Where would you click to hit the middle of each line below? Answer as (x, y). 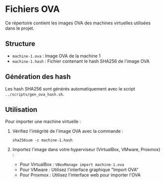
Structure (20, 44)
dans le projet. (20, 28)
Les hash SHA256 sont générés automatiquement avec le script (70, 89)
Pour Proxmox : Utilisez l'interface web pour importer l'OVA (80, 175)
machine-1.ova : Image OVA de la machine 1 (56, 56)
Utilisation (21, 110)
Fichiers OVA (32, 9)
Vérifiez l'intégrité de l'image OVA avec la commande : (68, 131)
